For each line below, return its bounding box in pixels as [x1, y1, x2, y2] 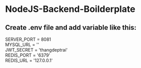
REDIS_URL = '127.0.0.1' [5, 58, 53, 63]
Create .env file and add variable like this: [5, 23, 137, 32]
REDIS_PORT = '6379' [5, 52, 51, 58]
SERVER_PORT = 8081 [5, 36, 51, 42]
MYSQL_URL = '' [5, 42, 39, 48]
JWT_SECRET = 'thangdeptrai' [5, 47, 68, 53]
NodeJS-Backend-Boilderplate [5, 3, 136, 15]
